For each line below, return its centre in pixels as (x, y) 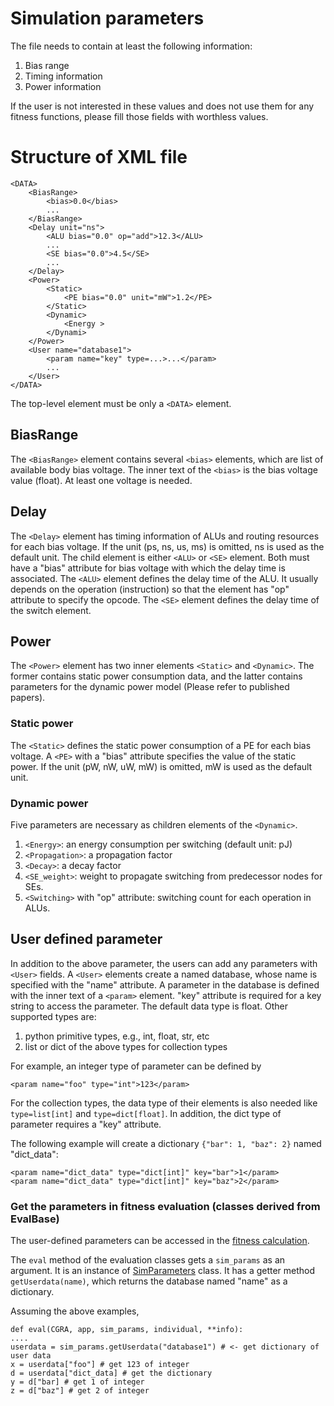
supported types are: (53, 1016)
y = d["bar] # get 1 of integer (77, 1382)
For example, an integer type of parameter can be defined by (136, 1066)
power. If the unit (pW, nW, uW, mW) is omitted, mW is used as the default (161, 766)
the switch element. (51, 610)
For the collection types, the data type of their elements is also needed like (164, 1103)
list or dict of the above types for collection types (126, 1046)
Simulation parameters (107, 18)
